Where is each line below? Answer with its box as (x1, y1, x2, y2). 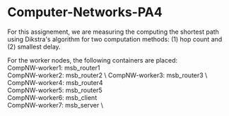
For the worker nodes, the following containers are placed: (7, 56, 178, 64)
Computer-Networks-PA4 (7, 4, 163, 20)
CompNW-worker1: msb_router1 (7, 63, 100, 72)
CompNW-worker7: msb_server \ (7, 101, 104, 109)
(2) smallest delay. (7, 42, 61, 51)
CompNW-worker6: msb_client (7, 93, 98, 102)
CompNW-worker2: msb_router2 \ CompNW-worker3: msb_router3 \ (7, 71, 208, 79)
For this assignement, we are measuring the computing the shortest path (7, 27, 219, 36)
